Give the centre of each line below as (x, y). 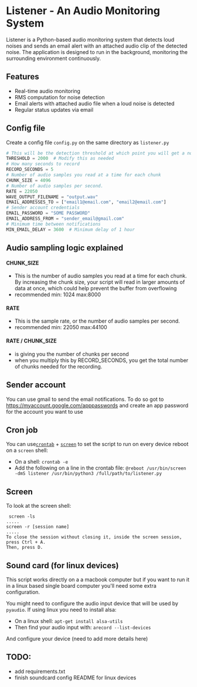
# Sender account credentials (43, 208)
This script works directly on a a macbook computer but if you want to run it (98, 579)
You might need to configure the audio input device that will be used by (92, 603)
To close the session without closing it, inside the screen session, (94, 537)
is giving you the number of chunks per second (72, 354)
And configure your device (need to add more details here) (77, 638)
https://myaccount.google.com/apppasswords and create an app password (97, 405)
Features (23, 77)
